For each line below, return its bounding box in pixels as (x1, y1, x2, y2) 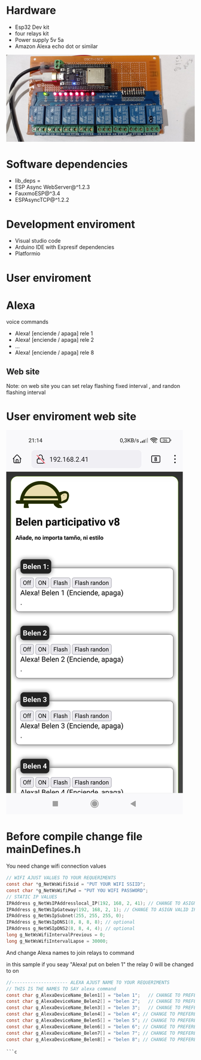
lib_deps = (14, 177, 41, 184)
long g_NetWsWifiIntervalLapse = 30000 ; (6, 938, 109, 944)
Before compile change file (6, 830, 143, 844)
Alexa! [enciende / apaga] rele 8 (14, 349, 95, 356)
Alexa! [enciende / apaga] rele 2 (14, 336, 95, 344)
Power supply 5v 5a (14, 36, 64, 43)
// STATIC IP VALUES (6, 894, 58, 900)
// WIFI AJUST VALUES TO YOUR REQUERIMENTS (6, 875, 117, 881)
